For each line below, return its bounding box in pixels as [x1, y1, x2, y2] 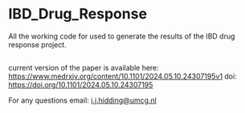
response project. [8, 39, 67, 49]
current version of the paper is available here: [8, 63, 159, 73]
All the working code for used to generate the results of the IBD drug [8, 31, 235, 41]
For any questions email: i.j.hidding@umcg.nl [8, 95, 157, 105]
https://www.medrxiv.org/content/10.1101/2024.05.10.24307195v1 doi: [8, 71, 237, 81]
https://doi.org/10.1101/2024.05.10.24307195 [8, 80, 153, 90]
